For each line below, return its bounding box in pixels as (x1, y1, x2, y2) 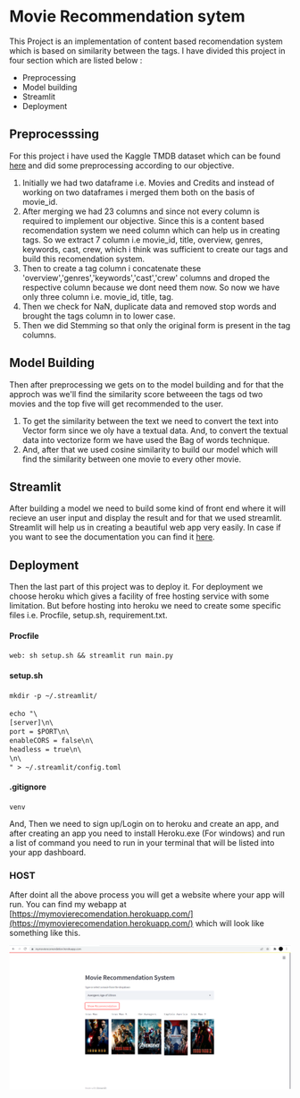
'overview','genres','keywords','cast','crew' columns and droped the (21, 272, 271, 283)
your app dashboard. (9, 847, 87, 857)
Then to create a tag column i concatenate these (21, 262, 202, 274)
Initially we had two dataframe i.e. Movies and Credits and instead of (21, 177, 275, 188)
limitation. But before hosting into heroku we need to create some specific (9, 600, 281, 611)
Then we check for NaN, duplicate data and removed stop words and (21, 301, 277, 311)
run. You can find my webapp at (9, 899, 127, 910)
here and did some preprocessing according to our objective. (9, 159, 235, 171)
